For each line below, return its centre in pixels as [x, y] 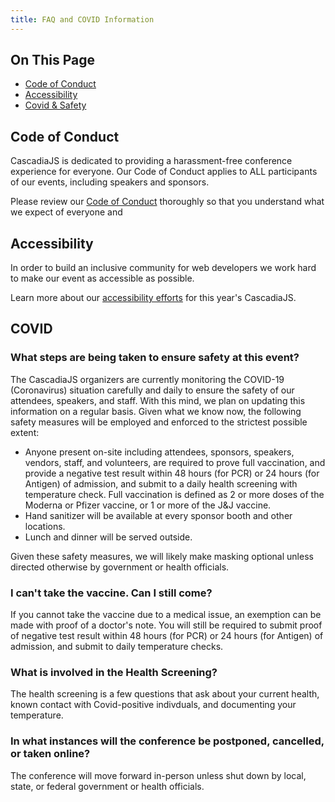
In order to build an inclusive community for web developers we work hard [163, 268]
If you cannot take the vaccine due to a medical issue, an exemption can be [166, 615]
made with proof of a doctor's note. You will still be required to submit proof [166, 625]
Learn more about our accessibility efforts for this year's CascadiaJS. [153, 298]
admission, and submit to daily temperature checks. [117, 647]
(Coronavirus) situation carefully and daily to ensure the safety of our [152, 390]
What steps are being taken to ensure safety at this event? [155, 358]
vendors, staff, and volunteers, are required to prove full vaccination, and [175, 462]
